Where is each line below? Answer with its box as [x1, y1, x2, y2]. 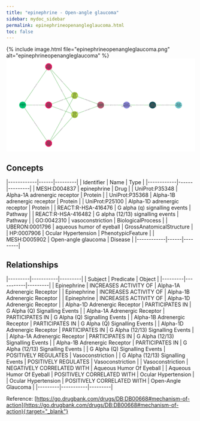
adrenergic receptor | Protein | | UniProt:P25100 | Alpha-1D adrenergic [6, 198, 180, 205]
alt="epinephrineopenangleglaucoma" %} [6, 52, 110, 59]
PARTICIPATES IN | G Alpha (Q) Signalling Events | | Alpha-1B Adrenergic [6, 314, 186, 321]
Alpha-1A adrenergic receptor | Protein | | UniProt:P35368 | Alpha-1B [6, 191, 175, 199]
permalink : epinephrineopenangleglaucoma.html [6, 22, 125, 28]
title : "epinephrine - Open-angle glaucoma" [6, 10, 119, 16]
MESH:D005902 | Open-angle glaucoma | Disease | [6, 236, 134, 243]
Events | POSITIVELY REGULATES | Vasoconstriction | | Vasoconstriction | [6, 358, 189, 365]
